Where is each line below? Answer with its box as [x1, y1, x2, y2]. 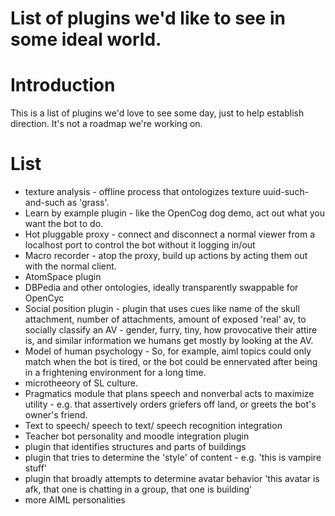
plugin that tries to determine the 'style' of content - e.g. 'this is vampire [24, 452, 322, 464]
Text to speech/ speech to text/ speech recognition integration [24, 420, 283, 432]
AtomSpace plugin [24, 271, 102, 283]
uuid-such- [262, 186, 310, 198]
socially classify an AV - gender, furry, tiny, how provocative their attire [24, 324, 318, 336]
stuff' [24, 462, 48, 474]
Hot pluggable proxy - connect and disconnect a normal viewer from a [24, 228, 316, 241]
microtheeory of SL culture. [24, 377, 139, 389]
